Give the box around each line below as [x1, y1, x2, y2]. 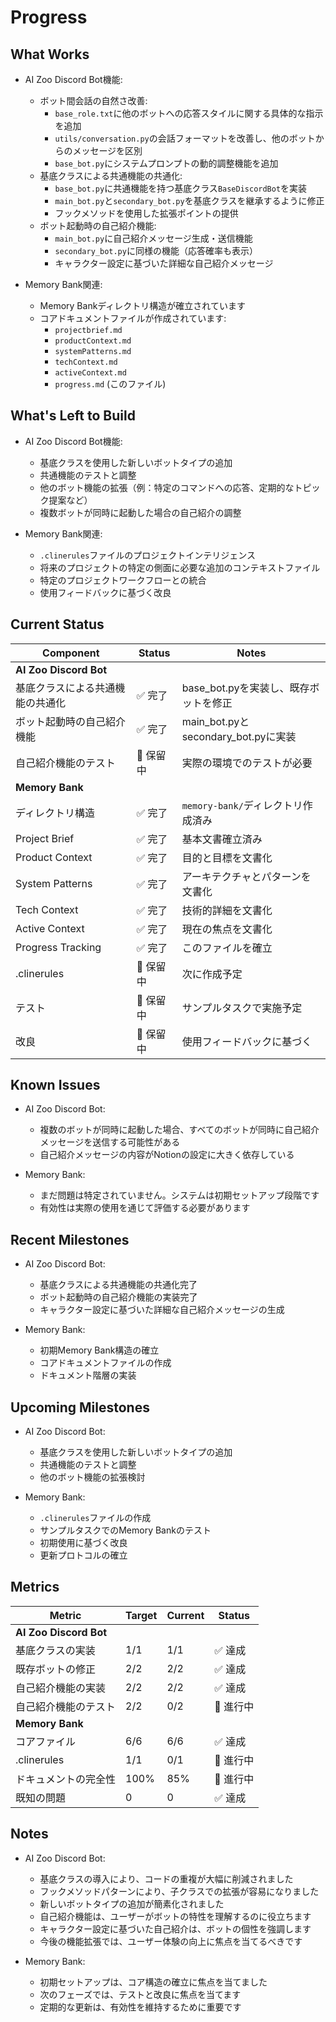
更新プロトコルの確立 [39, 1549, 128, 1561]
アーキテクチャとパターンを [181, 869, 312, 883]
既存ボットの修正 [15, 1662, 97, 1676]
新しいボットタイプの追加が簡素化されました [39, 1897, 225, 1910]
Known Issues [10, 1077, 101, 1094]
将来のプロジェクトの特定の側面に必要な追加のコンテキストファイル [39, 561, 321, 573]
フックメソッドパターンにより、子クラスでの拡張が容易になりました [39, 1885, 320, 1897]
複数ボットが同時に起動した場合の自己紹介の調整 [39, 506, 242, 518]
